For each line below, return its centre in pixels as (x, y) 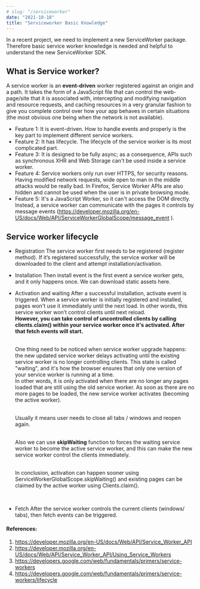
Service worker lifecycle (52, 237)
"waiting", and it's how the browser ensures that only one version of (98, 368)
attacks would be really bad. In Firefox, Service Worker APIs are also (99, 186)
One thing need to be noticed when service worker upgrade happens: (101, 349)
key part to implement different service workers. (74, 136)
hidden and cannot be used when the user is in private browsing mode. (102, 192)
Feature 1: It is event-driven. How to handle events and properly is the (100, 129)
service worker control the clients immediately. (72, 455)
